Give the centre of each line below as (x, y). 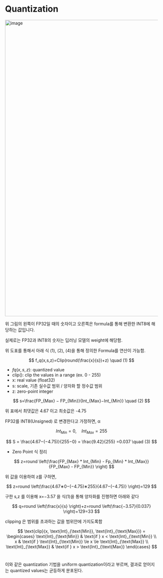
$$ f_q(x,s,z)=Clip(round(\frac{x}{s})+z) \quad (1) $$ (81, 360)
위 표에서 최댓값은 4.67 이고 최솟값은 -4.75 (46, 411)
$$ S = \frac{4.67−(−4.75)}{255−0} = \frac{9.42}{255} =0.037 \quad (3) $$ (81, 442)
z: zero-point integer (33, 391)
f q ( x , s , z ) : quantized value (38, 369)
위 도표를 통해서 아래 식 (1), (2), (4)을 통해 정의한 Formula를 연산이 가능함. (75, 350)
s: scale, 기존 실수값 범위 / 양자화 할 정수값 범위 (57, 385)
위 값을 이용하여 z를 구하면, (31, 477)
